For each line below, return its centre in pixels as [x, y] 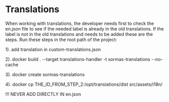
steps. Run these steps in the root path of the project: [61, 40]
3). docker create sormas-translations [45, 74]
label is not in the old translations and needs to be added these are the [79, 34]
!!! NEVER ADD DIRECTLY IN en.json [43, 94]
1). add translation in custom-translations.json [53, 49]
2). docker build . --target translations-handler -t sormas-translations [78, 59]
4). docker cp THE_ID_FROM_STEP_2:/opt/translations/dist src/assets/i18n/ [84, 84]
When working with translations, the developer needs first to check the [80, 23]
